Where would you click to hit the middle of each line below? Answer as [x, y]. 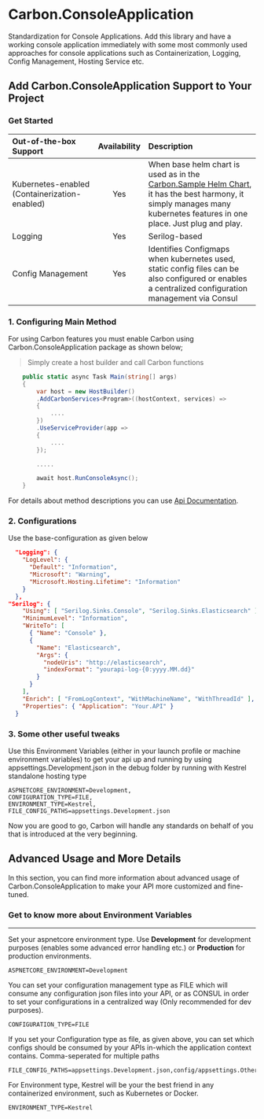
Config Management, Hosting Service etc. [76, 61]
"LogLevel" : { [45, 560]
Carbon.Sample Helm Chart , [200, 184]
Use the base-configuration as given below [78, 538]
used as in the [174, 174]
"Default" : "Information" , [73, 567]
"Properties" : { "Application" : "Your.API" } [98, 706]
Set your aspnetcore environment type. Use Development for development [130, 939]
